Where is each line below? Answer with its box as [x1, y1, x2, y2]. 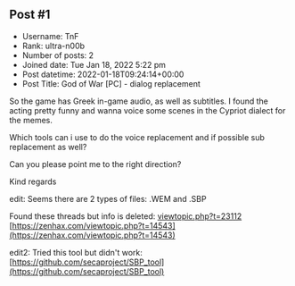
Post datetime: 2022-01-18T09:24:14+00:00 [21, 69, 184, 80]
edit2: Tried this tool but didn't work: [9, 247, 143, 257]
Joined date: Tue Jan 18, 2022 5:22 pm [21, 59, 167, 70]
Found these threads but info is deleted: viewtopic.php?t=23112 [9, 210, 242, 222]
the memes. [9, 114, 53, 125]
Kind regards [9, 176, 57, 187]
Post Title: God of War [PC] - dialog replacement [21, 78, 201, 88]
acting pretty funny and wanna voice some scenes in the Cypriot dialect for [9, 105, 286, 115]
